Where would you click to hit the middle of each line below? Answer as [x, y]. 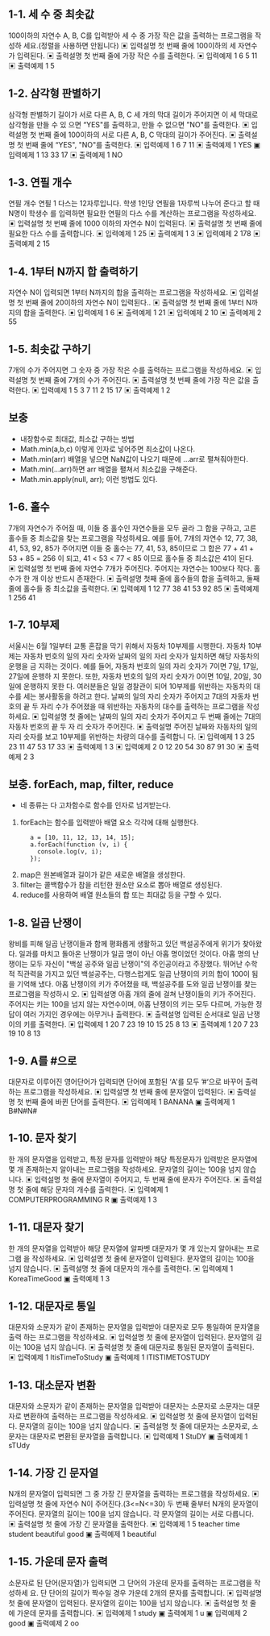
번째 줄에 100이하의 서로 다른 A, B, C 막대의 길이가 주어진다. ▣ [137, 135]
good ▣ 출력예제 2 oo [44, 1623]
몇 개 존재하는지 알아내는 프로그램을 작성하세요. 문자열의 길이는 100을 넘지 [125, 1169]
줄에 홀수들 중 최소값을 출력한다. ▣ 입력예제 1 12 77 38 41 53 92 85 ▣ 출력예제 [134, 588]
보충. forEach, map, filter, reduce [91, 784]
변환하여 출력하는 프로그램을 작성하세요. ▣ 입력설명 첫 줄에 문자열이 [130, 1416]
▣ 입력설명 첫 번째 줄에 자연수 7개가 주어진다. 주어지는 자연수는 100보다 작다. [130, 568]
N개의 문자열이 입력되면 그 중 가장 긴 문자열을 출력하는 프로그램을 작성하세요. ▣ [134, 1494]
